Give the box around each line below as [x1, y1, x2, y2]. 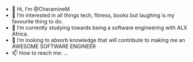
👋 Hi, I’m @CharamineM [11, 6, 70, 12]
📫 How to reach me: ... [11, 50, 69, 56]
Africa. [11, 30, 28, 37]
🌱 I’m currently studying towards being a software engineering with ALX [11, 24, 188, 31]
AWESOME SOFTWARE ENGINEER [11, 43, 96, 50]
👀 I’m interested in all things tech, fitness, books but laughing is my [11, 12, 175, 19]
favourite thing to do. [11, 18, 63, 25]
